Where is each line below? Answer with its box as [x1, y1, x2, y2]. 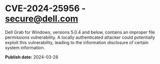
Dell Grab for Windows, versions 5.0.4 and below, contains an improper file [5, 29, 155, 35]
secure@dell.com [5, 13, 79, 24]
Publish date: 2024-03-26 [5, 54, 58, 60]
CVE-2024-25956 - [5, 3, 86, 14]
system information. [5, 45, 45, 50]
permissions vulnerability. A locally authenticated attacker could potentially [5, 34, 156, 40]
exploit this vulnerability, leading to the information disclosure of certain [5, 39, 149, 45]
